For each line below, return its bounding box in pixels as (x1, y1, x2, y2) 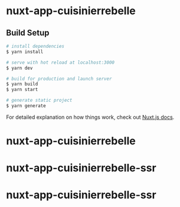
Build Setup (6, 28, 50, 38)
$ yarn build (6, 81, 38, 87)
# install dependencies (6, 43, 65, 49)
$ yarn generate (6, 103, 46, 109)
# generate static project (6, 98, 73, 103)
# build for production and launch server (6, 76, 112, 82)
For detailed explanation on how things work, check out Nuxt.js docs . (6, 114, 175, 121)
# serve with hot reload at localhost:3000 (6, 59, 115, 66)
